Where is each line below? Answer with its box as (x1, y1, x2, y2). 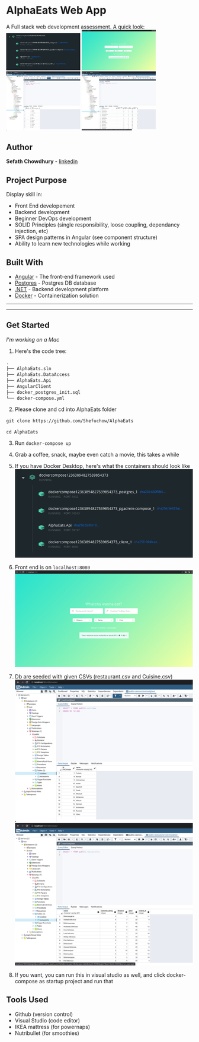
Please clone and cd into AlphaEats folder (14, 406, 117, 413)
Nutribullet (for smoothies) (14, 1030, 80, 1037)
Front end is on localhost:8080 (14, 564, 91, 571)
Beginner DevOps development (14, 215, 92, 222)
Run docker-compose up (14, 439, 71, 447)
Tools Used (6, 995, 49, 1005)
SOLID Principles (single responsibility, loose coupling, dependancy (14, 221, 180, 228)
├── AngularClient (6, 383, 52, 389)
